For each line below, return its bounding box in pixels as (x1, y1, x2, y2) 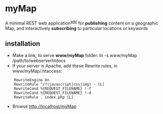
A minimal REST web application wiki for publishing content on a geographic (5, 19, 159, 26)
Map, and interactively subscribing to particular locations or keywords (5, 25, 148, 31)
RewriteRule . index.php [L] (14, 95, 74, 100)
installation (5, 39, 40, 48)
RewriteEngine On (14, 78, 50, 83)
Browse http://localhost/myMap (12, 104, 77, 110)
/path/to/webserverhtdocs (12, 57, 66, 64)
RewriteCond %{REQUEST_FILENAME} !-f (14, 86, 92, 91)
